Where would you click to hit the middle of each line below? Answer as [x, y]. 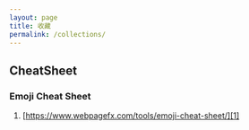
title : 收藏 [30, 26]
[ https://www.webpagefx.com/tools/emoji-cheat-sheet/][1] [131, 116]
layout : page [34, 17]
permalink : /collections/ [57, 34]
